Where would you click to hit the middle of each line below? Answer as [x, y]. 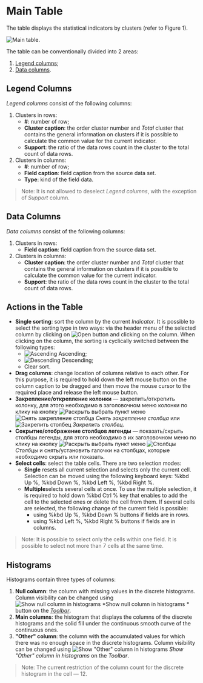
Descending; [78, 360]
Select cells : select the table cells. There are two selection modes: [98, 463]
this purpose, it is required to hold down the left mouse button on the [101, 379]
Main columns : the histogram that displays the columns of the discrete [104, 617]
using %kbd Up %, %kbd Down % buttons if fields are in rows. [111, 515]
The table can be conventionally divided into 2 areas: [72, 51]
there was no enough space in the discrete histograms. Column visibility [105, 643]
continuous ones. [37, 630]
